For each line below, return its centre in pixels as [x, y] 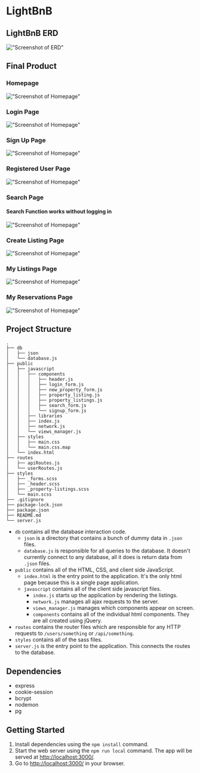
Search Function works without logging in [59, 212]
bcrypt [23, 698]
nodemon [27, 705]
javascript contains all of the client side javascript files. [93, 589]
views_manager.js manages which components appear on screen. [113, 608]
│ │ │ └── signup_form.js [46, 411]
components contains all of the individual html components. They [111, 615]
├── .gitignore [25, 500]
